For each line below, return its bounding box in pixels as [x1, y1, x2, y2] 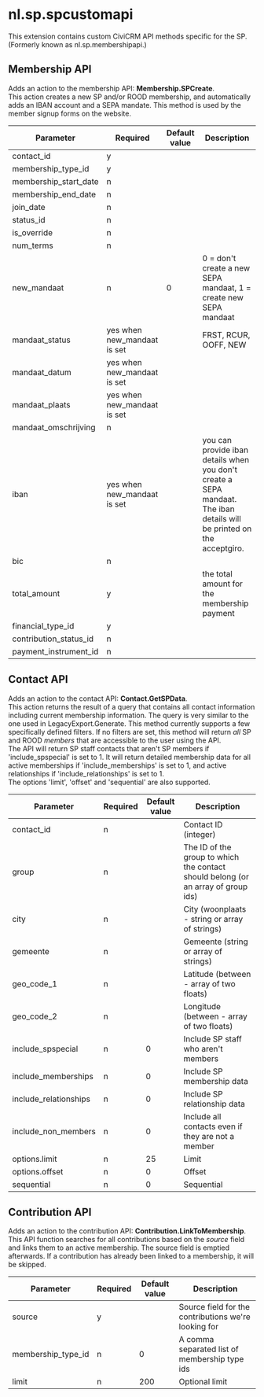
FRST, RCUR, [202, 329, 251, 340]
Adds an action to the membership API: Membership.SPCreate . [8, 83, 214, 93]
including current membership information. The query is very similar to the [8, 710, 249, 720]
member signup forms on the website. [8, 109, 132, 118]
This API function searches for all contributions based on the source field [8, 1235, 245, 1244]
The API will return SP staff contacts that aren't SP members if [8, 743, 210, 753]
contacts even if [183, 1121, 243, 1132]
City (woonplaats [183, 903, 247, 914]
